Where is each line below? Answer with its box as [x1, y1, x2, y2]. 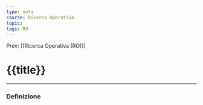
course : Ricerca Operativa [6, 14, 74, 21]
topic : [6, 20, 23, 26]
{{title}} [6, 63, 47, 77]
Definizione [6, 92, 41, 101]
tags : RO [6, 25, 28, 32]
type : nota [6, 8, 34, 15]
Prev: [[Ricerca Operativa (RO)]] [6, 42, 86, 49]
